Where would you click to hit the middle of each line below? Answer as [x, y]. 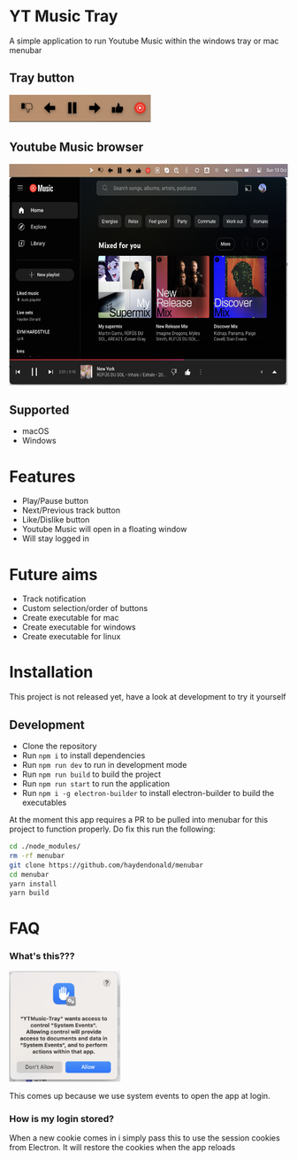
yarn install [33, 884]
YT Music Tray [64, 16]
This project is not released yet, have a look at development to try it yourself [148, 697]
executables [44, 802]
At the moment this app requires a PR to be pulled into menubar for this [138, 820]
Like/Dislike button [56, 520]
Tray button [42, 78]
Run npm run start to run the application [96, 784]
